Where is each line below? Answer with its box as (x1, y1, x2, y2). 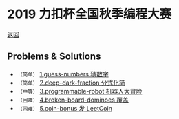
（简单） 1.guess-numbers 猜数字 (17, 69, 109, 78)
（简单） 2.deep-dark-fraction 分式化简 (17, 78, 126, 87)
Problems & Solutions (7, 51, 101, 63)
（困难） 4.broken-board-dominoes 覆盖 (17, 96, 129, 104)
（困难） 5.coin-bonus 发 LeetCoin (17, 104, 112, 112)
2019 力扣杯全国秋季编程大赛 (7, 6, 172, 22)
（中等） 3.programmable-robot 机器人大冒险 (17, 87, 143, 95)
